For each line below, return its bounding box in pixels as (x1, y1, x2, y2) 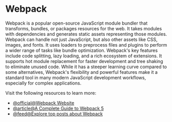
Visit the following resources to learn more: (5, 90, 97, 96)
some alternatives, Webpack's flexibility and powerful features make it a (5, 69, 158, 75)
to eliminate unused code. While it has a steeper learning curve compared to (5, 64, 167, 70)
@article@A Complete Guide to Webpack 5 (12, 105, 104, 111)
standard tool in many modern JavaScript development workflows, (5, 74, 146, 80)
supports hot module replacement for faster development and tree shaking (5, 58, 163, 64)
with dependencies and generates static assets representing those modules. (5, 31, 167, 37)
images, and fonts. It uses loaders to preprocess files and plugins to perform (5, 42, 167, 48)
